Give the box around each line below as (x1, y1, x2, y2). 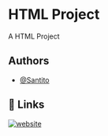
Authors (8, 54, 50, 68)
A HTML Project (8, 31, 61, 41)
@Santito (19, 75, 50, 84)
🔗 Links (8, 98, 45, 112)
